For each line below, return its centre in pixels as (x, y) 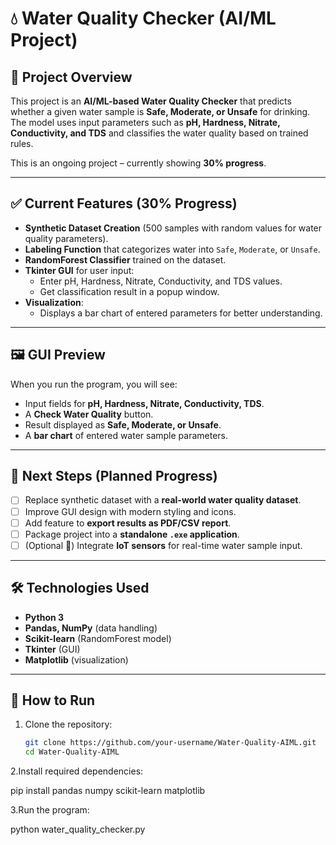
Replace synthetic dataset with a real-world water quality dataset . (163, 500)
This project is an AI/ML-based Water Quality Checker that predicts (151, 101)
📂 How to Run (53, 700)
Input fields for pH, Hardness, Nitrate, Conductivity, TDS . (144, 403)
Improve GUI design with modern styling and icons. (130, 511)
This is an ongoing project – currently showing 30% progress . (138, 163)
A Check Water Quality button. (89, 414)
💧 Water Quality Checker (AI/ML (143, 18)
